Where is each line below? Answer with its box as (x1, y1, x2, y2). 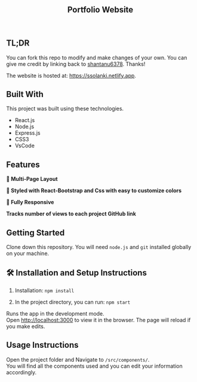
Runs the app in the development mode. (6, 310, 104, 317)
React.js (14, 117, 35, 124)
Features (6, 159, 40, 169)
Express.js (14, 129, 41, 137)
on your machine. (6, 250, 50, 257)
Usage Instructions (6, 340, 79, 350)
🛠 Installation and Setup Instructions (6, 268, 147, 278)
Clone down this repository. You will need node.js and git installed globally (6, 244, 192, 251)
